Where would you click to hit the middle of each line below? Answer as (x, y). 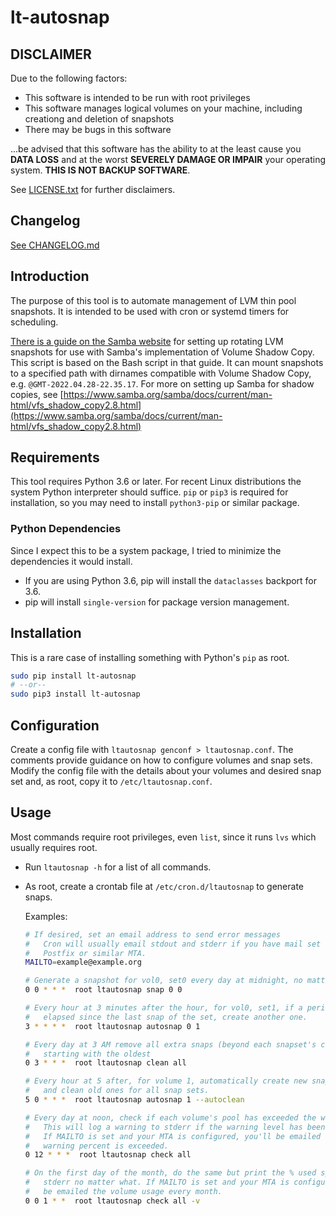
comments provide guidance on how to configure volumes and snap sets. (161, 760)
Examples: (46, 916)
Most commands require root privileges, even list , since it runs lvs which (163, 837)
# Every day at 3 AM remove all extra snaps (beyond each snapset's (170, 1044)
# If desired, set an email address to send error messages (152, 934)
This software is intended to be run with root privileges (137, 97)
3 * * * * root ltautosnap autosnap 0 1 (112, 1026)
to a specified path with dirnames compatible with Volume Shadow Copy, (161, 373)
